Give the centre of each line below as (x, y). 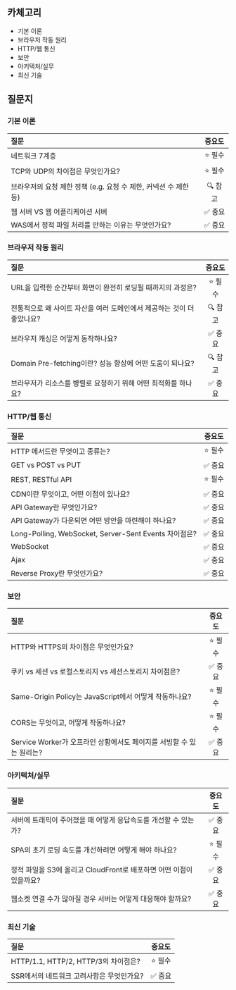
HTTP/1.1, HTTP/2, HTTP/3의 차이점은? (76, 962)
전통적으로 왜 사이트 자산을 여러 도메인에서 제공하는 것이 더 (103, 309)
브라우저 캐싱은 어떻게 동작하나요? (64, 338)
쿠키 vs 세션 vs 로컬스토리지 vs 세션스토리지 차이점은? (96, 672)
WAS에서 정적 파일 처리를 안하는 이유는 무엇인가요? (91, 225)
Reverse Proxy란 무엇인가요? (57, 574)
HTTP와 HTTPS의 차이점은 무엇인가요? (72, 647)
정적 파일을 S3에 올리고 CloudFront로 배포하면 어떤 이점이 (102, 870)
